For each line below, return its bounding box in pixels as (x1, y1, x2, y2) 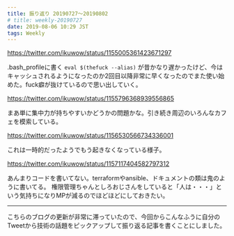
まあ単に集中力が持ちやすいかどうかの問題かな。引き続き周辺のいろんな (7, 109, 214, 117)
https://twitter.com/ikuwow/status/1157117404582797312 (7, 159, 170, 168)
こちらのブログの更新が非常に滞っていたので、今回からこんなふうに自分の (7, 213, 221, 221)
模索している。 (19, 118, 63, 126)
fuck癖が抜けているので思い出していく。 (25, 81, 142, 89)
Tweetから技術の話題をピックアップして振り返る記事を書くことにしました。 (7, 221, 226, 230)
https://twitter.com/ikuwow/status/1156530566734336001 (7, 132, 174, 140)
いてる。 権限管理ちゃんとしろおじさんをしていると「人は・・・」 (25, 182, 217, 191)
